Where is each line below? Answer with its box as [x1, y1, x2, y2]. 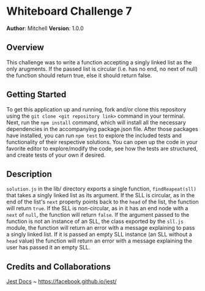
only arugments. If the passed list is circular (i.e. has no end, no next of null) [6, 65, 198, 72]
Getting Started [6, 89, 67, 100]
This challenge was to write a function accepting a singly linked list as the [6, 58, 192, 66]
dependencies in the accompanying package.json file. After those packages [6, 125, 198, 132]
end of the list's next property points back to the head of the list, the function [6, 198, 199, 206]
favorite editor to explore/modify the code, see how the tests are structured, [6, 145, 198, 152]
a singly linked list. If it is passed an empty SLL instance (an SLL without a [6, 231, 193, 238]
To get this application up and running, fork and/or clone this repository [6, 105, 187, 113]
